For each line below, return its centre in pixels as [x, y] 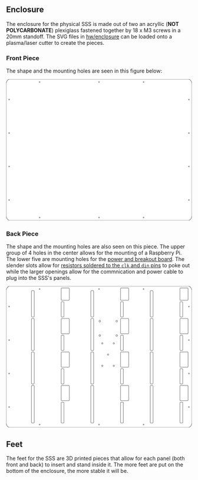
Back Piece [22, 234]
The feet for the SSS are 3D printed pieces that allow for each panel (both [95, 458]
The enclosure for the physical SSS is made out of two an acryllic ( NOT [93, 24]
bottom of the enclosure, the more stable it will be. [67, 471]
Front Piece [23, 58]
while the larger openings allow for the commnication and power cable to [95, 272]
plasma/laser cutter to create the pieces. [55, 43]
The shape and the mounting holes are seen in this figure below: [84, 71]
